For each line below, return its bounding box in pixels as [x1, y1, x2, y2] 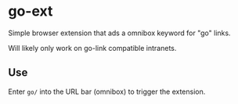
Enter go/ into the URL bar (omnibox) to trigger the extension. [8, 87, 206, 96]
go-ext [8, 2, 53, 20]
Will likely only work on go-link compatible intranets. [8, 43, 177, 52]
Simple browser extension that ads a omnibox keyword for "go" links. [8, 28, 231, 38]
